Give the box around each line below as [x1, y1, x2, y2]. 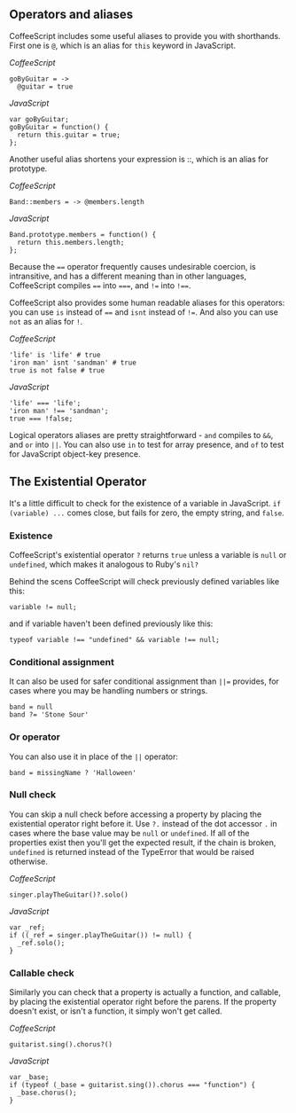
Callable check [9, 967, 74, 979]
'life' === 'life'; [9, 398, 82, 407]
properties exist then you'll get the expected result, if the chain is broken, [9, 837, 277, 848]
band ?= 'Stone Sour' [9, 710, 90, 719]
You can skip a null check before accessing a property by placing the [9, 809, 262, 819]
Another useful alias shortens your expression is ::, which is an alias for [9, 153, 269, 164]
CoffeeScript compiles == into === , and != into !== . [9, 279, 191, 291]
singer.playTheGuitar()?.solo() [9, 890, 129, 899]
